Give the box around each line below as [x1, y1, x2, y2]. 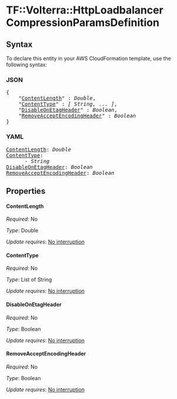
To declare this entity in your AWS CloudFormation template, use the [6, 55, 171, 62]
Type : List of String [6, 276, 52, 283]
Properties [6, 186, 46, 196]
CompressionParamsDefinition [6, 16, 159, 29]
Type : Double [6, 227, 39, 234]
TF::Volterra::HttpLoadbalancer [6, 4, 164, 17]
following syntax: [6, 61, 47, 68]
